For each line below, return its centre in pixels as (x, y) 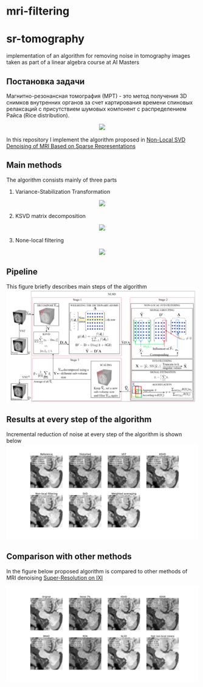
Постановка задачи (46, 81)
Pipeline (22, 272)
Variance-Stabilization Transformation (63, 191)
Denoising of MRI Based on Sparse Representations (71, 146)
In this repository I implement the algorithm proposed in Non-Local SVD (96, 139)
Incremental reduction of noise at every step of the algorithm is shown (94, 434)
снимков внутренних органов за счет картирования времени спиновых (100, 102)
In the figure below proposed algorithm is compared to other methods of (97, 571)
